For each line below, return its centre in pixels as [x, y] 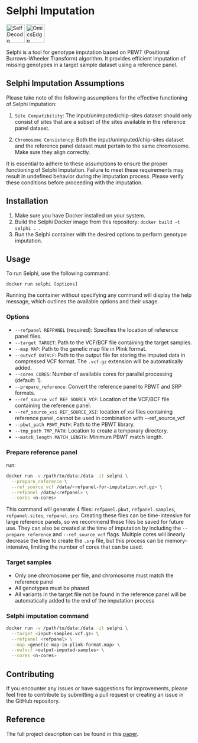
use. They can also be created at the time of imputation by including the [94, 528]
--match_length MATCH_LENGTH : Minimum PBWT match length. [89, 437]
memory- [176, 541]
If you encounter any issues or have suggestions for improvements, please [97, 688]
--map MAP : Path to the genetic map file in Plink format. [80, 348]
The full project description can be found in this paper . [72, 734]
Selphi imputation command [48, 616]
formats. [25, 393]
